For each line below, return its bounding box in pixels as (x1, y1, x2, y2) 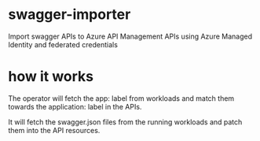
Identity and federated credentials (8, 39, 118, 49)
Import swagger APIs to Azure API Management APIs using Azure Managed (8, 32, 253, 41)
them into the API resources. (8, 125, 101, 135)
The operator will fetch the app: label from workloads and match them (8, 93, 235, 103)
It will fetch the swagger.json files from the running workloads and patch (8, 117, 243, 127)
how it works (8, 68, 94, 86)
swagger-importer (8, 6, 131, 24)
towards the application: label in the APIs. (8, 102, 142, 111)
